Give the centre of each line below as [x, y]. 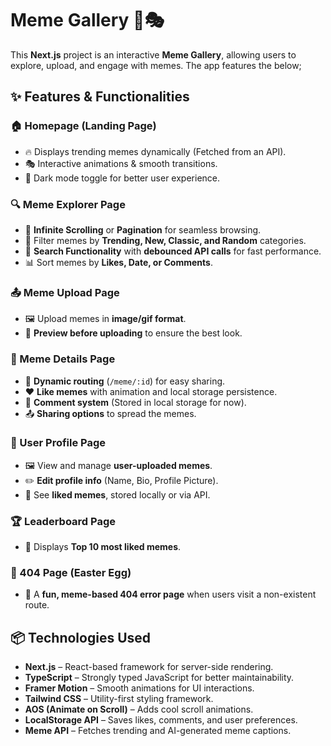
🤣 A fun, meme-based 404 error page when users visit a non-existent [170, 594]
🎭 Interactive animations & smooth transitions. [121, 163]
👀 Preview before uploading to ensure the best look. [133, 333]
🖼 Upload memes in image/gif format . [105, 319]
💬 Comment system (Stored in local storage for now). [135, 402]
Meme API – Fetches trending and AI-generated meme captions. [158, 731]
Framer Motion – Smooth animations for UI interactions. [139, 688]
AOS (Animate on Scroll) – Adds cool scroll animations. [139, 709]
